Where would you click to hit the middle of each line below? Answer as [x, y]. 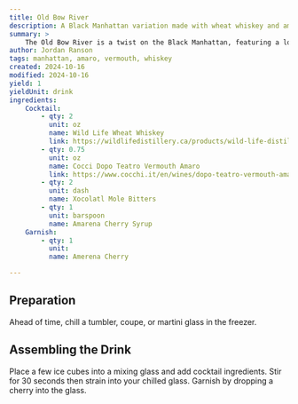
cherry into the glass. [48, 390]
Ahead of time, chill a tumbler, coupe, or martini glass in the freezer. [133, 321]
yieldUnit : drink [41, 91]
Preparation [43, 301]
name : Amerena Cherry [88, 257]
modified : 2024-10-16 [49, 75]
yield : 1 [25, 83]
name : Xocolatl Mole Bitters [102, 199]
